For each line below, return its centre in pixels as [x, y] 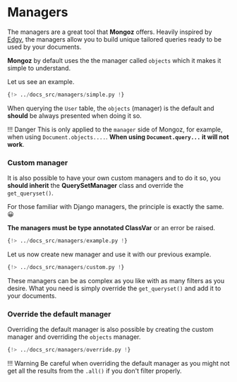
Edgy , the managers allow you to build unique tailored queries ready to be [115, 39]
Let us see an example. [41, 81]
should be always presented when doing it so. [75, 115]
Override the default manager [59, 314]
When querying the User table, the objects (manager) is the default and [111, 108]
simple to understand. [39, 68]
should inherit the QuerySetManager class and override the [96, 186]
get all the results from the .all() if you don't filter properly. [95, 371]
